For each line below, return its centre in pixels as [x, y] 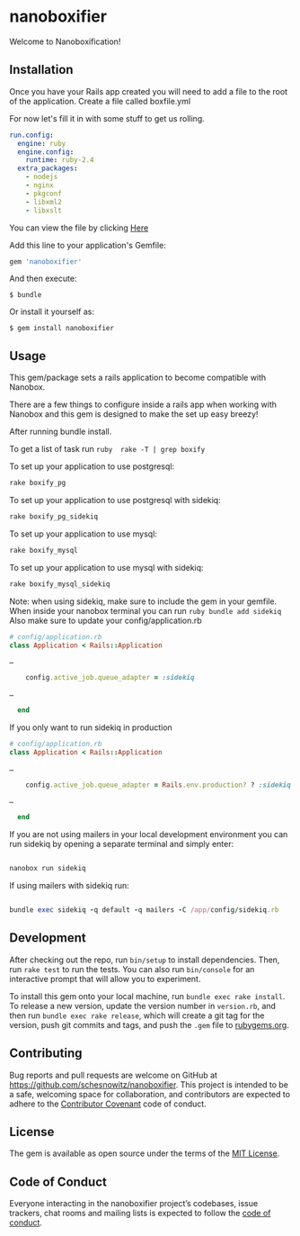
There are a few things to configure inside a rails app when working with [143, 405]
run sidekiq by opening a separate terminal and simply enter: [122, 844]
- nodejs [42, 177]
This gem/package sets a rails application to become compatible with [138, 378]
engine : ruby [42, 143]
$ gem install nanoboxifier [62, 329]
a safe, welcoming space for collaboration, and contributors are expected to [150, 1094]
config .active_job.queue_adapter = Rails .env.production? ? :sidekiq [159, 785]
